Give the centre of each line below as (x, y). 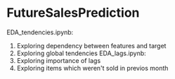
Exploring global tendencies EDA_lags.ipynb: (82, 53)
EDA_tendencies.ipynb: (40, 32)
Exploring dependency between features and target (91, 45)
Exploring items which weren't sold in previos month (92, 68)
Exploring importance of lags (59, 60)
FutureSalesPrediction (73, 13)
